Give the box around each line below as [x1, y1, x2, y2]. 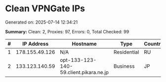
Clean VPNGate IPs [5, 3, 85, 14]
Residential [113, 49, 139, 55]
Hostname [72, 40, 97, 47]
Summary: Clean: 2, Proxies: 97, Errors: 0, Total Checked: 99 [5, 28, 129, 34]
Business [113, 62, 135, 69]
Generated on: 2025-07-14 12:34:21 [5, 19, 78, 25]
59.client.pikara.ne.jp [60, 69, 109, 76]
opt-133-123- [60, 56, 97, 63]
